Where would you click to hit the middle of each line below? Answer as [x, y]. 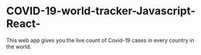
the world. [19, 47]
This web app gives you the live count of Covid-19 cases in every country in [100, 40]
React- [23, 24]
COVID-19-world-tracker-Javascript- [101, 11]
